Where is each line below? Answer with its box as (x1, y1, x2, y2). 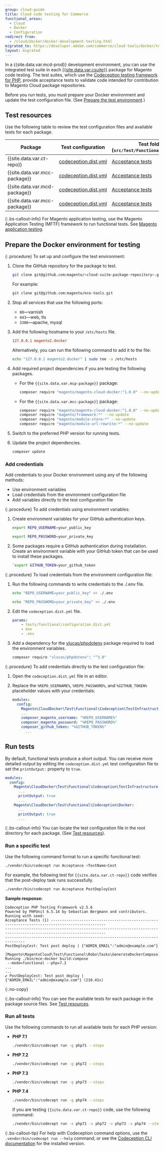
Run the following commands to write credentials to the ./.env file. (12, 581, 144, 587)
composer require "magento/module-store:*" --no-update (19, 417, 136, 422)
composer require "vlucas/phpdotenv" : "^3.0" (12, 655, 106, 660)
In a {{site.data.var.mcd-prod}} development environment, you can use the (5, 62, 155, 67)
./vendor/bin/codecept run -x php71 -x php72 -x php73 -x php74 (12, 1121, 146, 1127)
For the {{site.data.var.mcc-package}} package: (19, 398, 119, 404)
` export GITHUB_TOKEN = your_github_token (12, 563, 96, 567)
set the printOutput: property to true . (5, 766, 82, 772)
